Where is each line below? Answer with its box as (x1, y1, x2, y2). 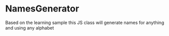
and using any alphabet (5, 24, 54, 30)
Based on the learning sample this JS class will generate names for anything (5, 19, 164, 25)
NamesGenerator (5, 3, 79, 14)
